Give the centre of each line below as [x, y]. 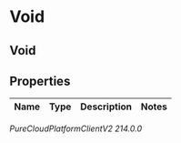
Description [106, 107]
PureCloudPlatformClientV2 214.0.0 [76, 128]
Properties [40, 81]
